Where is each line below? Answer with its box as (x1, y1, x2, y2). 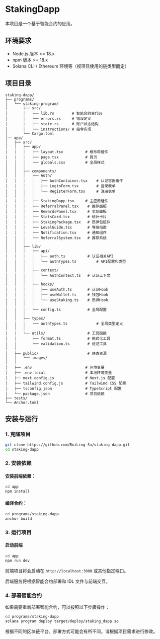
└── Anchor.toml (5, 400, 39, 405)
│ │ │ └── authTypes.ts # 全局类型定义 (5, 321, 123, 326)
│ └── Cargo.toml (5, 131, 55, 136)
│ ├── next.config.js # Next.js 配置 (5, 375, 115, 381)
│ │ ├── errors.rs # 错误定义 (5, 116, 91, 121)
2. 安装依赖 (5, 460, 32, 467)
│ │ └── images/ (5, 355, 48, 360)
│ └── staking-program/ (5, 101, 59, 106)
